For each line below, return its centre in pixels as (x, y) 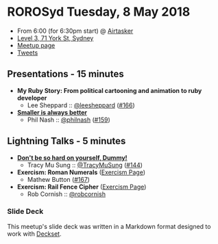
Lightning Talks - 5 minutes (66, 141)
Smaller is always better (52, 112)
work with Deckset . (34, 234)
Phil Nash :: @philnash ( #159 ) (69, 120)
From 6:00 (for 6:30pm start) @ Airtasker (75, 31)
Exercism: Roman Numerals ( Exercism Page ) (81, 172)
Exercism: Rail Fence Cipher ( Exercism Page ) (82, 187)
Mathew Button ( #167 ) (59, 179)
